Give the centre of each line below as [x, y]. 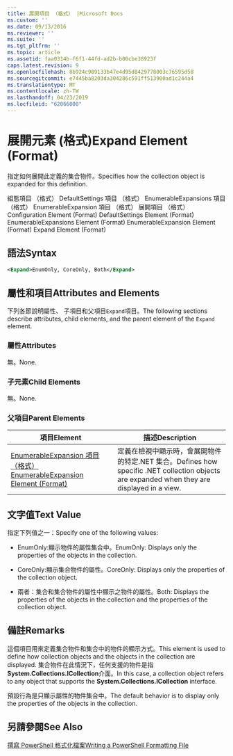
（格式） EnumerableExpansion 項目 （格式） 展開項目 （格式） [98, 207]
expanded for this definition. [48, 184]
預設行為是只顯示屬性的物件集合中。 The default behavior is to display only [113, 695]
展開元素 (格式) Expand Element [98, 141]
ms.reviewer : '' [31, 33]
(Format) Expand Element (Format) [57, 230]
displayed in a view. [149, 488]
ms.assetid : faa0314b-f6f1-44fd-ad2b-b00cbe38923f [82, 59]
